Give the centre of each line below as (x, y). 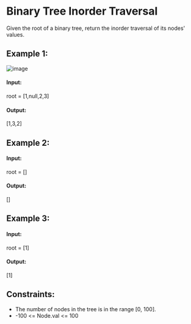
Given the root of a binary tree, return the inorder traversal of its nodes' (96, 28)
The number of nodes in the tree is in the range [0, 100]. (86, 309)
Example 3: (28, 219)
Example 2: (28, 142)
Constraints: (31, 294)
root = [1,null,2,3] (28, 96)
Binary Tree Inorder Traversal (82, 11)
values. (15, 34)
